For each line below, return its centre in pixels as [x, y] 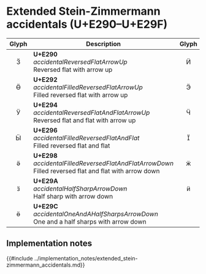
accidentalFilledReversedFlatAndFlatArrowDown [103, 163]
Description [103, 44]
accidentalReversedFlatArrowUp [80, 61]
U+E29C [46, 206]
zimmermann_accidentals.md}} [46, 265]
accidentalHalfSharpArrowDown [80, 189]
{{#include [20, 258]
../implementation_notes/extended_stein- [86, 258]
